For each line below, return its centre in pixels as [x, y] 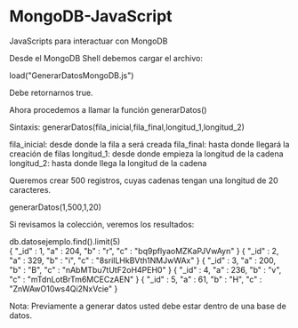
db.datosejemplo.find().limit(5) [65, 241]
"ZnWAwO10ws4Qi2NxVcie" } [64, 288]
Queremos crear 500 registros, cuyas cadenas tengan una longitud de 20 [144, 180]
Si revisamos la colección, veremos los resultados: [102, 224]
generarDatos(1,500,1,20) [56, 207]
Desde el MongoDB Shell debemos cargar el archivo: [106, 58]
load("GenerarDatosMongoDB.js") [72, 75]
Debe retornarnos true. [51, 92]
